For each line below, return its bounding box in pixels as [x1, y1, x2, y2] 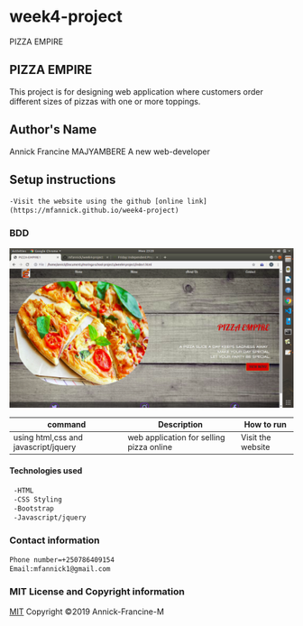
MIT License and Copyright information [9, 585, 185, 598]
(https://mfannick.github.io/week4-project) [9, 206, 179, 216]
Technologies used [9, 465, 83, 475]
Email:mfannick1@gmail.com [9, 565, 111, 574]
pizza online [127, 442, 173, 453]
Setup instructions [9, 171, 116, 187]
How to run [243, 419, 287, 430]
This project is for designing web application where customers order [9, 86, 263, 97]
